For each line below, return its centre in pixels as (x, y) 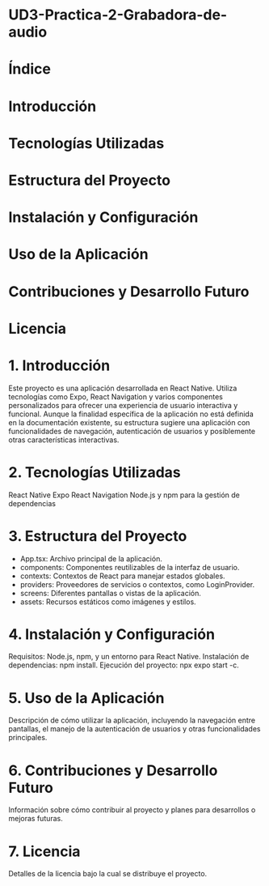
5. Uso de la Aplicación (86, 698)
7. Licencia (44, 851)
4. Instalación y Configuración (112, 634)
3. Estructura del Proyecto (98, 536)
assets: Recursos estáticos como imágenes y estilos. (108, 602)
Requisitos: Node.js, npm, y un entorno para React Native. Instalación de (129, 657)
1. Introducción (59, 365)
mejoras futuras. (36, 819)
